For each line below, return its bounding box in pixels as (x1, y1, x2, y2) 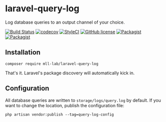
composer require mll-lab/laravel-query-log (5, 61, 99, 66)
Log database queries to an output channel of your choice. (5, 19, 125, 25)
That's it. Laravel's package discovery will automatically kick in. (5, 70, 135, 76)
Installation (5, 48, 41, 57)
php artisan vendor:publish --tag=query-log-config (5, 112, 114, 117)
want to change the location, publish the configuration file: (5, 102, 125, 108)
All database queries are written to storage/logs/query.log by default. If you (5, 97, 161, 103)
